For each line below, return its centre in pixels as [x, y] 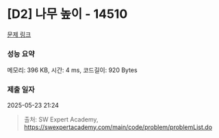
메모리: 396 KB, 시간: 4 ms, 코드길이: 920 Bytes [73, 70]
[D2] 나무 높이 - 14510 [67, 14]
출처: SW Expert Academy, [61, 119]
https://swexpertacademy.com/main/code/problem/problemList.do [118, 127]
